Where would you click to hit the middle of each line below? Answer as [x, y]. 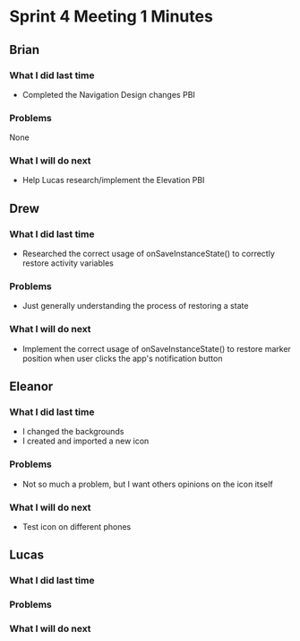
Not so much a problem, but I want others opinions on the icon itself [147, 484]
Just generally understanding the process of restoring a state [135, 306]
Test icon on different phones [77, 527]
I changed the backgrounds [73, 432]
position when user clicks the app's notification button [122, 358]
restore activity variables [68, 263]
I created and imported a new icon [86, 441]
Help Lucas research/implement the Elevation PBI [113, 180]
